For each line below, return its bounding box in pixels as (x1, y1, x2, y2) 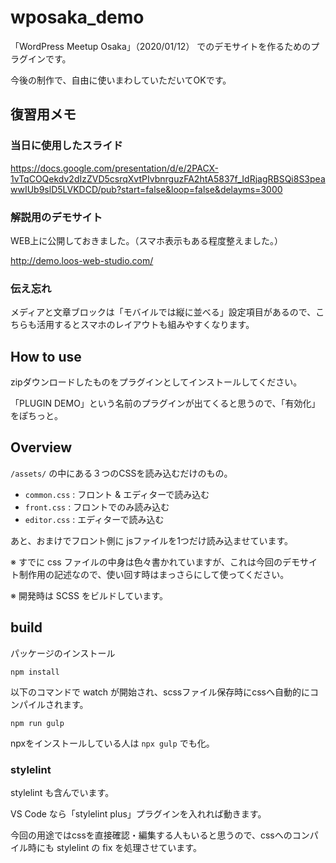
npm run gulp (10, 718, 65, 728)
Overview (10, 439, 73, 456)
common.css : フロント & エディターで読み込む (24, 488, 210, 500)
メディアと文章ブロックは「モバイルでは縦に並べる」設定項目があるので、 (10, 306, 317, 318)
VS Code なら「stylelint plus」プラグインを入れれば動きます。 (10, 807, 267, 820)
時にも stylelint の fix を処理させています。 (27, 841, 202, 853)
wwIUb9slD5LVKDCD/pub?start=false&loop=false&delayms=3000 (10, 183, 283, 195)
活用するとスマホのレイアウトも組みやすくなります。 (36, 319, 255, 331)
